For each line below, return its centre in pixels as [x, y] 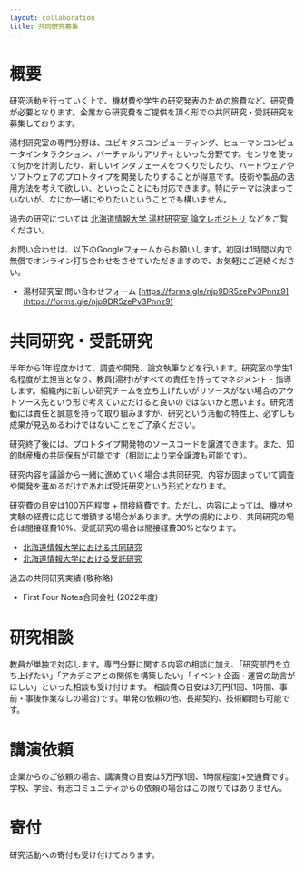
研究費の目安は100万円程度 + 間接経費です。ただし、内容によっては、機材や [151, 506]
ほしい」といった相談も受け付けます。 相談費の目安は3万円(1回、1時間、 [144, 687]
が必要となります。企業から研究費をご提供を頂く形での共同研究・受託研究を [152, 112]
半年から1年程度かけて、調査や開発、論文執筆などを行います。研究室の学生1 [151, 368]
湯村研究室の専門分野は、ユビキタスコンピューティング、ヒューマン [136, 143]
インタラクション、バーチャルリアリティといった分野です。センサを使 [155, 154]
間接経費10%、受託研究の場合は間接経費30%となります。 [133, 528]
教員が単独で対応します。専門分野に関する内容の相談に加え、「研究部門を [146, 665]
